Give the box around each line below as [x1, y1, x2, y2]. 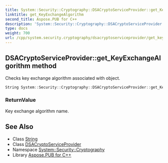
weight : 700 [5, 31, 30, 36]
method [31, 62, 57, 70]
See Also [5, 122, 33, 131]
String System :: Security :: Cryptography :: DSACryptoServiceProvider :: [5, 85, 151, 90]
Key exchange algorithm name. [5, 108, 69, 114]
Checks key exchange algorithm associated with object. [5, 75, 120, 81]
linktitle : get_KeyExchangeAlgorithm [5, 12, 84, 17]
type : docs [5, 26, 28, 31]
